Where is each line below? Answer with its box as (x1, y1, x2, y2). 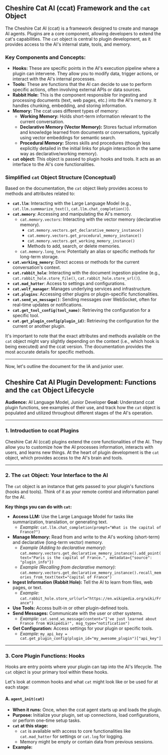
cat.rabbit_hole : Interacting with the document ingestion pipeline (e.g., (12, 270, 160, 276)
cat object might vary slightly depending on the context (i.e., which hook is (5, 338, 159, 344)
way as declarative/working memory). (19, 151, 98, 157)
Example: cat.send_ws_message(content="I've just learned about (19, 615, 157, 621)
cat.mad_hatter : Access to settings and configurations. (12, 280, 126, 287)
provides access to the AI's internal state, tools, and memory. (5, 41, 131, 47)
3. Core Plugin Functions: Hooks (5, 652, 85, 659)
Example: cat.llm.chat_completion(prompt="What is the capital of (19, 524, 161, 530)
